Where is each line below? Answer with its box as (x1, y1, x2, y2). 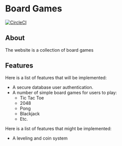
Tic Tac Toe (19, 95, 44, 101)
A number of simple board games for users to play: (12, 89, 117, 95)
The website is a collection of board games (5, 47, 94, 53)
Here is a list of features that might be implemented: (5, 125, 112, 132)
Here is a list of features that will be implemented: (5, 74, 107, 80)
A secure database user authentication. (12, 84, 94, 90)
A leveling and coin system (12, 135, 68, 141)
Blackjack (19, 110, 40, 117)
